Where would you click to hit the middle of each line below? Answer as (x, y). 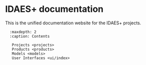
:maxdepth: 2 (23, 32)
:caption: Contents (30, 36)
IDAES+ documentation (54, 9)
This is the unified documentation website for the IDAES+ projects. (73, 23)
